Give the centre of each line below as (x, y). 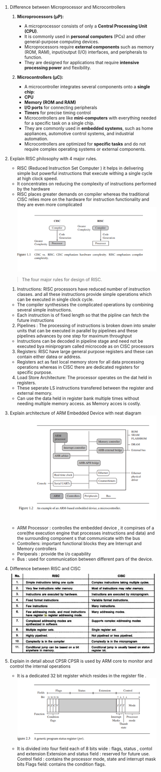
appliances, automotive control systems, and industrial (79, 133)
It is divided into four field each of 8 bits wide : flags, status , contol (85, 748)
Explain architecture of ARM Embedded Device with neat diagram (75, 413)
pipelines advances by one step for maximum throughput (74, 336)
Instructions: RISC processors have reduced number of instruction (83, 289)
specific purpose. (35, 372)
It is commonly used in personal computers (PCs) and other (85, 36)
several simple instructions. (44, 310)
